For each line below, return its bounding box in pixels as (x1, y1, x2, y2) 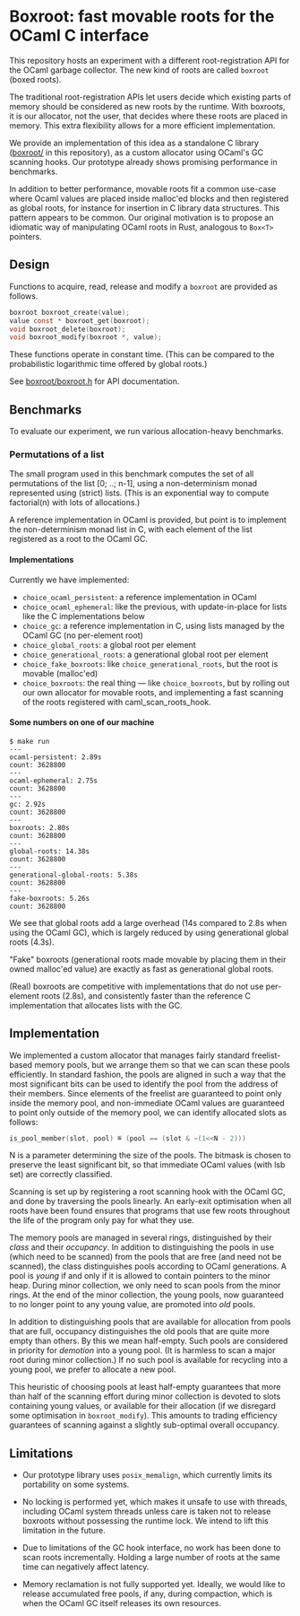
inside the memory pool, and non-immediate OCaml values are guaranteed (9, 1097, 285, 1108)
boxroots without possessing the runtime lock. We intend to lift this (21, 1516, 269, 1526)
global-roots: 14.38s (9, 846, 90, 856)
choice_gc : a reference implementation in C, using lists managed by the (21, 620, 285, 631)
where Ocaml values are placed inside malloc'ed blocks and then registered (9, 193, 289, 204)
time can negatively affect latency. (21, 1561, 150, 1572)
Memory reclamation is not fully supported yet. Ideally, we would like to (21, 1579, 286, 1590)
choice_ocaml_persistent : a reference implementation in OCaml (21, 591, 257, 602)
